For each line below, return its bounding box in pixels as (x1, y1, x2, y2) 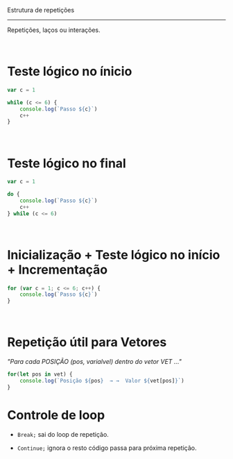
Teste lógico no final (7, 156, 126, 171)
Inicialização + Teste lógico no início (7, 247, 221, 262)
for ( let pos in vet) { (7, 371, 73, 378)
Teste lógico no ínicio (7, 64, 132, 79)
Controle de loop (7, 407, 105, 423)
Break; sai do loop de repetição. (17, 430, 109, 438)
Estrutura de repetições (7, 6, 75, 14)
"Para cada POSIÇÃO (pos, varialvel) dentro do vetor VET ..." (7, 358, 182, 366)
